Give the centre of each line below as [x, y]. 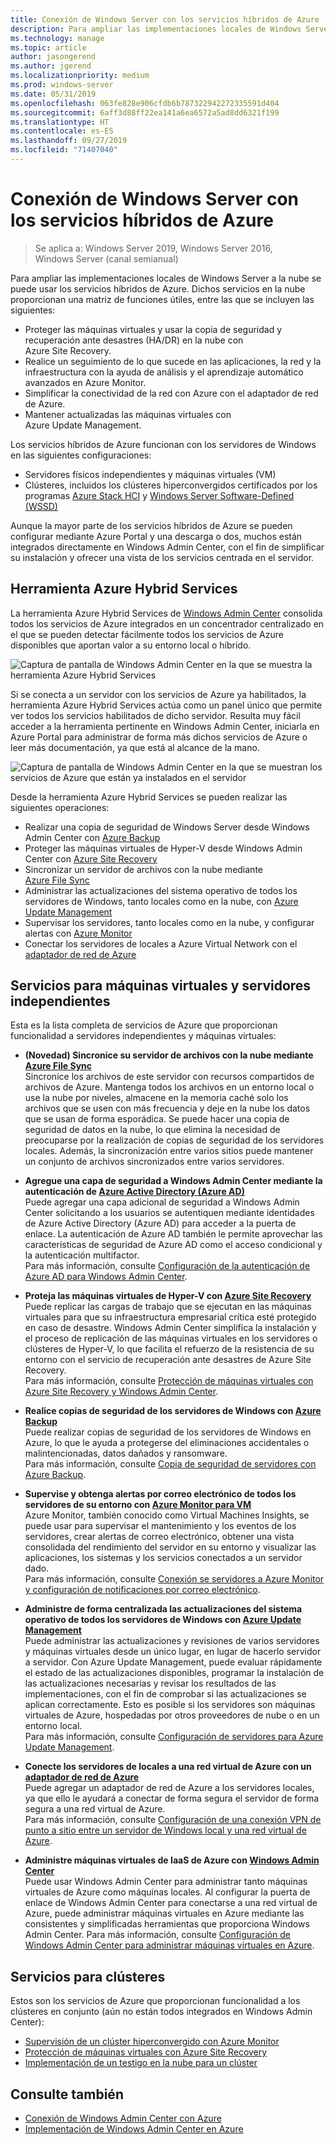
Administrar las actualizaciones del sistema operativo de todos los [161, 890]
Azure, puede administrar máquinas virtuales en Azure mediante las [164, 1913]
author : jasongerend [53, 57]
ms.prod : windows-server [62, 85]
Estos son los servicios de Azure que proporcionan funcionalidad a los [155, 2001]
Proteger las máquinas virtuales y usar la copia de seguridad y [153, 329]
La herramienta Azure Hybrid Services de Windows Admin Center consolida [166, 613]
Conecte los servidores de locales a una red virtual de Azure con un [168, 1767]
